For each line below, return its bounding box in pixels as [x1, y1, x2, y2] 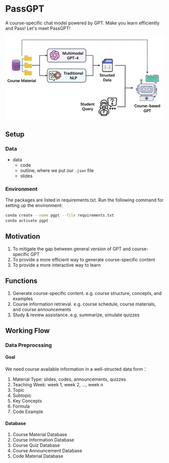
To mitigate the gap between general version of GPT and [12, 246, 131, 252]
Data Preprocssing [5, 341, 52, 348]
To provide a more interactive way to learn [12, 262, 101, 268]
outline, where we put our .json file [20, 167, 94, 173]
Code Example [12, 409, 44, 415]
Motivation [5, 232, 40, 241]
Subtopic [12, 392, 32, 399]
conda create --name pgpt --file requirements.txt [5, 213, 114, 218]
